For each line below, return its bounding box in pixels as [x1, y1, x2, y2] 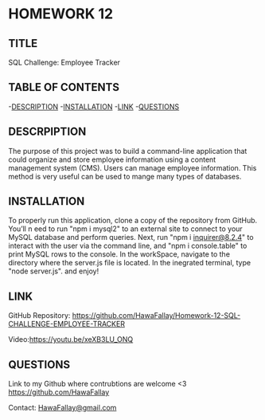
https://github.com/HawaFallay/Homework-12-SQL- [72, 311, 241, 320]
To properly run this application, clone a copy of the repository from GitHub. [8, 216, 258, 226]
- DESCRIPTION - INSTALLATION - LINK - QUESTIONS [8, 101, 180, 112]
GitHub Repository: [8, 311, 71, 320]
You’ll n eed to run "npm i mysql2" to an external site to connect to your [8, 224, 243, 234]
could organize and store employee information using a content [8, 155, 216, 164]
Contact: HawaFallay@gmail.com [8, 403, 117, 413]
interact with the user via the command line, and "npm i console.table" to [8, 241, 247, 251]
